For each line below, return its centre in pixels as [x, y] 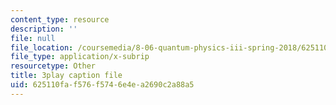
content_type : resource [60, 19]
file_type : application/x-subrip [80, 57]
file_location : [42, 47]
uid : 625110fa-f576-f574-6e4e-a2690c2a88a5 [102, 85]
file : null [33, 38]
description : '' [44, 29]
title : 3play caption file [66, 76]
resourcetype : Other [53, 66]
